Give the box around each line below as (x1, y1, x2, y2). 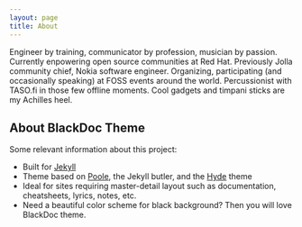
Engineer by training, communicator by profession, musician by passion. (9, 46, 278, 57)
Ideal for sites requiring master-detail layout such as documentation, (22, 181, 277, 192)
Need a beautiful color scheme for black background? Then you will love (22, 200, 293, 211)
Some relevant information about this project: (9, 144, 178, 155)
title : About (9, 22, 59, 31)
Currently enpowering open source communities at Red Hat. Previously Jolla (9, 56, 293, 67)
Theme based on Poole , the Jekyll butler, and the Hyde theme (22, 171, 252, 182)
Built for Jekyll (22, 161, 77, 172)
